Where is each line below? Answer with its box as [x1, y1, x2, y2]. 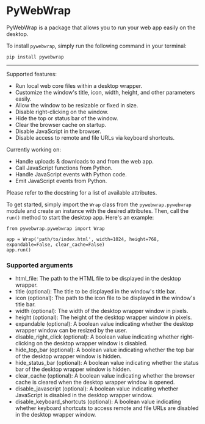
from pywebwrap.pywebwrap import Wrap [6, 225, 105, 232]
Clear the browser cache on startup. [15, 121, 107, 128]
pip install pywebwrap [6, 54, 64, 60]
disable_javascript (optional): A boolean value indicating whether [15, 385, 179, 392]
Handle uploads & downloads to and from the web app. [15, 157, 154, 165]
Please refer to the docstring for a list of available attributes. [6, 189, 157, 196]
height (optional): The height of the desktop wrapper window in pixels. [15, 314, 192, 321]
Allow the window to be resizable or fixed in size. [15, 101, 138, 109]
